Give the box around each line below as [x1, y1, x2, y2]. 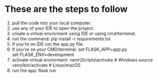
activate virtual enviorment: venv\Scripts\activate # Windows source [11, 57, 153, 63]
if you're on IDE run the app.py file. [11, 41, 84, 47]
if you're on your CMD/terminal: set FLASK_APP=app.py [11, 46, 127, 52]
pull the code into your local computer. [11, 20, 91, 26]
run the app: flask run [11, 67, 56, 73]
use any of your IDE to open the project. [11, 25, 94, 31]
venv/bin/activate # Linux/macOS [11, 62, 81, 68]
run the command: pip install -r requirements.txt [11, 36, 111, 42]
